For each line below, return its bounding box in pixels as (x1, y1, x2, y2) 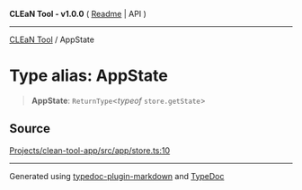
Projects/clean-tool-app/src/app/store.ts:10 (9, 144, 171, 156)
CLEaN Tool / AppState (9, 34, 94, 45)
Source (9, 121, 51, 136)
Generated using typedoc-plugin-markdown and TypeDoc (9, 170, 225, 181)
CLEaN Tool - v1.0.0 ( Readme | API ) (9, 9, 147, 19)
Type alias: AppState (9, 65, 168, 86)
